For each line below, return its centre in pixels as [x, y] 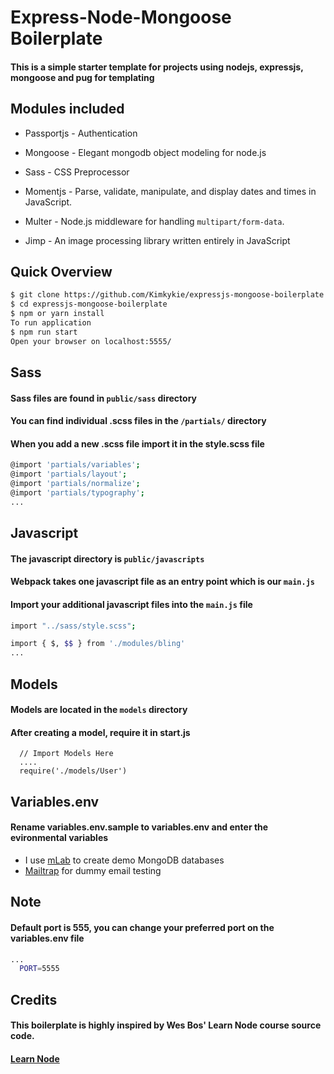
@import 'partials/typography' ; [77, 493]
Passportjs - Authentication [81, 133]
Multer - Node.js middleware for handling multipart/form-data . [154, 221]
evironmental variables [59, 838]
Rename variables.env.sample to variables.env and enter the [139, 827]
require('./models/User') [73, 771]
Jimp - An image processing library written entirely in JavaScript [157, 240]
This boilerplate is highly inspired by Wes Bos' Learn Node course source [166, 1025]
